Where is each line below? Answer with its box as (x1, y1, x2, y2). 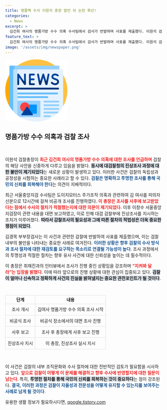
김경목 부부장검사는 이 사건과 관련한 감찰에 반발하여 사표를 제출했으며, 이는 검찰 (5, 233, 159, 239)
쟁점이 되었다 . (5, 223, 32, 229)
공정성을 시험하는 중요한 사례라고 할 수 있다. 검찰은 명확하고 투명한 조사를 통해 (5, 175, 156, 181)
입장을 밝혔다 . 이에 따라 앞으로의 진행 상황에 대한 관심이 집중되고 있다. (16, 269, 152, 275)
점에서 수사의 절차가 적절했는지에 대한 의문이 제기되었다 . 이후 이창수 (14, 204, 145, 210)
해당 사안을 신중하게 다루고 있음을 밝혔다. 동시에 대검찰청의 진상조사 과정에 (10, 162, 155, 169)
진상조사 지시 (7, 340, 33, 346)
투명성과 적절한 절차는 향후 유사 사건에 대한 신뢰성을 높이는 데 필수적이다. (10, 252, 153, 258)
